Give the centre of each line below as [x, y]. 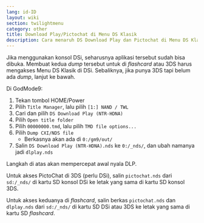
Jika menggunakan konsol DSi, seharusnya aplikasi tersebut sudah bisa [96, 57]
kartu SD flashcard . [31, 213]
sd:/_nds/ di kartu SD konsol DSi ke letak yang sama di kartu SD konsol [96, 182]
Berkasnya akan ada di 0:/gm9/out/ [68, 139]
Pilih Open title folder [44, 120]
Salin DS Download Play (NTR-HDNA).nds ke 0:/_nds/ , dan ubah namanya [105, 146]
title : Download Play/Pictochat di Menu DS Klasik [72, 35]
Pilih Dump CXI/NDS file [44, 132]
